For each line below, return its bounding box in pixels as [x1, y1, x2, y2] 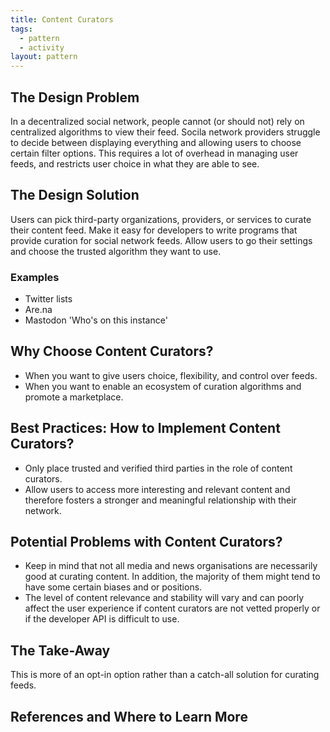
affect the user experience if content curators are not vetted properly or [24, 602, 321, 615]
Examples [10, 270, 60, 284]
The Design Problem [10, 89, 140, 106]
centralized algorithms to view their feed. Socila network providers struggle [10, 126, 321, 138]
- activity [19, 42, 65, 53]
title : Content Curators [10, 14, 114, 25]
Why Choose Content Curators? [10, 343, 214, 360]
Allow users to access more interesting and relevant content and [24, 483, 291, 495]
